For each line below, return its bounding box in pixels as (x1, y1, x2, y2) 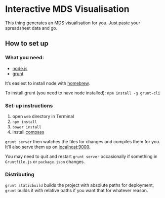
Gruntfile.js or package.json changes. (5, 158, 85, 164)
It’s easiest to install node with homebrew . (5, 80, 90, 86)
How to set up (5, 40, 48, 48)
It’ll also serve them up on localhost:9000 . (5, 144, 90, 150)
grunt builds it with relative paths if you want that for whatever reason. (5, 188, 148, 194)
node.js (12, 65, 28, 71)
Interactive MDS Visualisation (5, 3, 129, 15)
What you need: (5, 54, 44, 61)
